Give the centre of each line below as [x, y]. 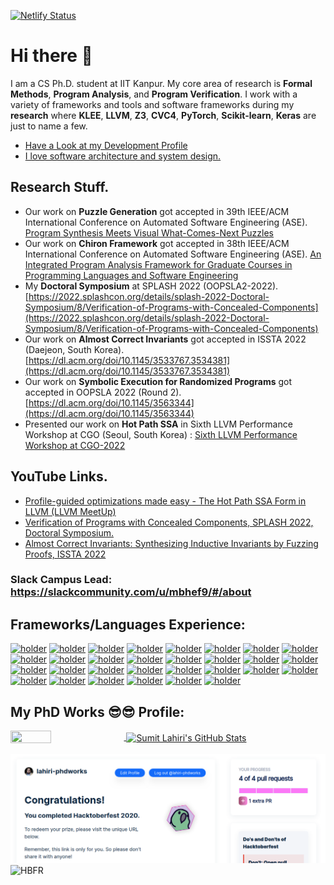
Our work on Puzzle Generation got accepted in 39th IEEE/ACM [157, 211]
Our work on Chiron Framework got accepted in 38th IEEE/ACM [157, 243]
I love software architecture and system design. [123, 156]
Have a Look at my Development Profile [106, 145]
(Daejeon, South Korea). [74, 349]
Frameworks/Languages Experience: [128, 624]
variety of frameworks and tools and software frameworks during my [152, 104]
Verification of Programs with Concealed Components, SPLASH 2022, [169, 522]
